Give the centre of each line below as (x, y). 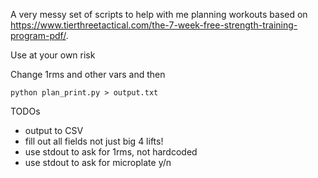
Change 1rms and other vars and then (88, 74)
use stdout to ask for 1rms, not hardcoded (111, 152)
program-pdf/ (38, 35)
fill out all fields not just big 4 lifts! (94, 141)
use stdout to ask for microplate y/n (98, 162)
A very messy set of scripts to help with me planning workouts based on (159, 14)
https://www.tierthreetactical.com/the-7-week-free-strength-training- (154, 25)
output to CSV (54, 130)
